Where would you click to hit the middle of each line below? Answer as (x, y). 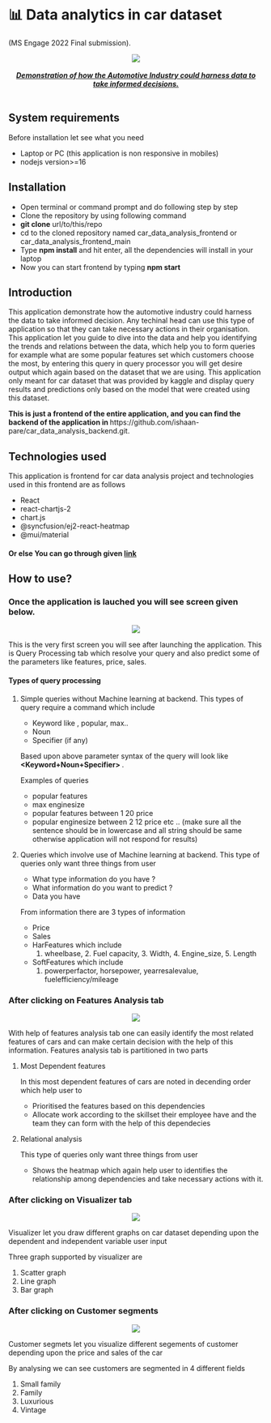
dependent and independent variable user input (88, 1241)
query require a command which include (87, 707)
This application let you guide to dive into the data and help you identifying (133, 338)
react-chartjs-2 (45, 509)
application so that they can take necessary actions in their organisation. (129, 329)
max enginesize (58, 804)
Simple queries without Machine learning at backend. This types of (132, 699)
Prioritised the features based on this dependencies (119, 1105)
